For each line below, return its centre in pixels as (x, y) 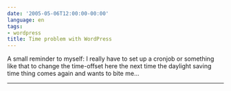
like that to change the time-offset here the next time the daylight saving (109, 66)
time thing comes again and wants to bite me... (73, 74)
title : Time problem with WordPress (59, 39)
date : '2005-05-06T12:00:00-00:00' (58, 13)
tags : (15, 26)
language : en (26, 20)
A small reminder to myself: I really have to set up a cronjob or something (111, 59)
